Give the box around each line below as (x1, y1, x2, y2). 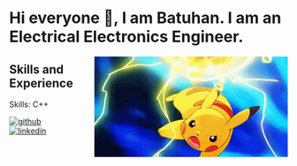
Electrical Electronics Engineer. (9, 26, 244, 47)
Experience (9, 75, 73, 91)
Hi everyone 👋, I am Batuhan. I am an (9, 8, 282, 28)
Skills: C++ (9, 99, 49, 109)
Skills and (9, 62, 65, 77)
